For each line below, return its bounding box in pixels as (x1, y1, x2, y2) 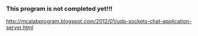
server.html (6, 24, 34, 31)
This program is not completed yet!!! (6, 5, 113, 13)
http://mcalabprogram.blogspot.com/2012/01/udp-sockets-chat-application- (6, 18, 192, 25)
